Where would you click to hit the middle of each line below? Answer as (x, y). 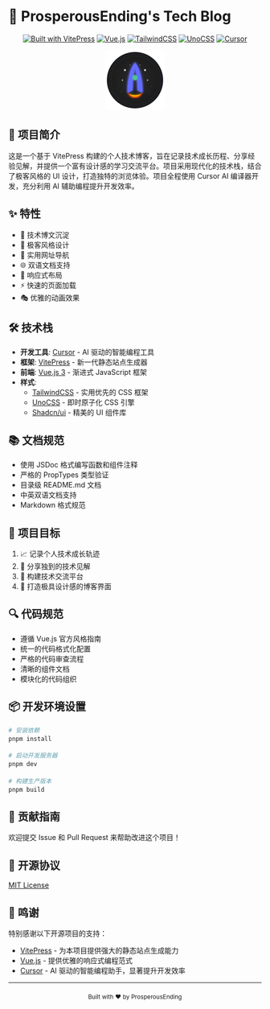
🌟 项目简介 (34, 135)
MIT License (29, 885)
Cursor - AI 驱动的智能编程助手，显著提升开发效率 (103, 971)
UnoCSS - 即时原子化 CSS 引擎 (83, 402)
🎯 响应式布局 (41, 275)
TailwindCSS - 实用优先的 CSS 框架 (90, 393)
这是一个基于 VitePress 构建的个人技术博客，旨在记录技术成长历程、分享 (128, 155)
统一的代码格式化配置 (55, 649)
